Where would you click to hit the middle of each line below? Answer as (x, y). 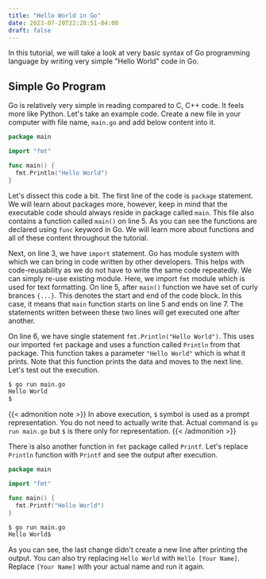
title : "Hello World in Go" (55, 15)
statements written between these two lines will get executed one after (124, 312)
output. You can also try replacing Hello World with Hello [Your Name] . (124, 558)
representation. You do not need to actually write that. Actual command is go (133, 423)
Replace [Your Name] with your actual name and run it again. (106, 567)
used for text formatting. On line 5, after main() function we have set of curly (133, 287)
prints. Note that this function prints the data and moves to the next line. (126, 361)
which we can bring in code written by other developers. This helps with (126, 261)
